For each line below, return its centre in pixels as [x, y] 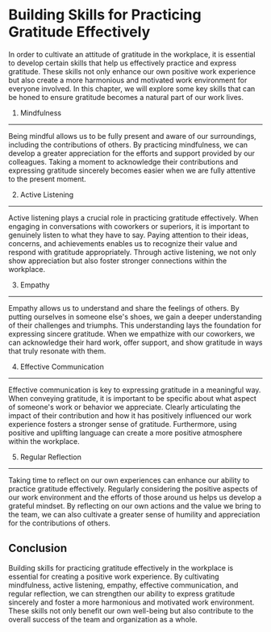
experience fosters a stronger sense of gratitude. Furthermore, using [123, 424]
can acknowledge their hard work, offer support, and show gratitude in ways [135, 342]
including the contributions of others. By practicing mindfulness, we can [128, 144]
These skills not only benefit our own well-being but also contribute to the [131, 610]
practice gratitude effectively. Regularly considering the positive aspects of [133, 488]
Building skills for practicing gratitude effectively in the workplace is [121, 567]
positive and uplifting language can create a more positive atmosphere [125, 433]
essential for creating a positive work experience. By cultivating [114, 576]
